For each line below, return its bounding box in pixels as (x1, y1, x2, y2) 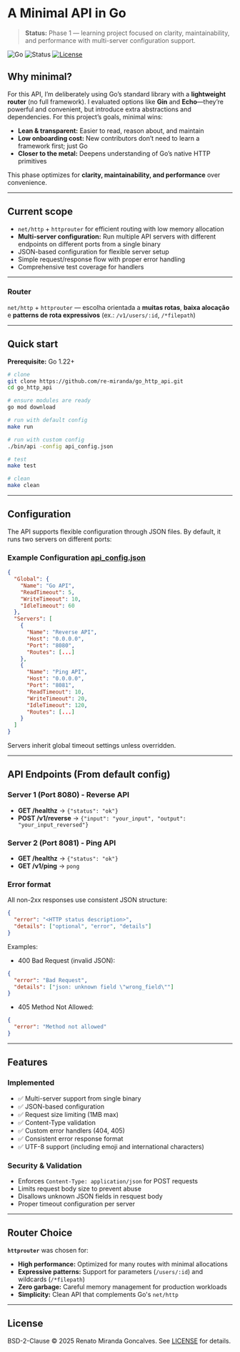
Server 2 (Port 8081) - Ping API (7, 838, 116, 848)
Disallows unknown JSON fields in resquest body (17, 1191, 163, 1201)
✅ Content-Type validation (17, 1118, 96, 1126)
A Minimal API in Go (7, 5, 126, 21)
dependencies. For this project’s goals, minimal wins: (7, 112, 163, 121)
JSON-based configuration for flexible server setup (17, 247, 169, 256)
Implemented (7, 1078, 55, 1088)
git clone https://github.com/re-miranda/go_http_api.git (7, 377, 184, 385)
